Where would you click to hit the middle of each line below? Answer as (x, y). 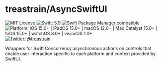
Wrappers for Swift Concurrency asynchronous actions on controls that (78, 48)
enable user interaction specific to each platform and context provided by (80, 54)
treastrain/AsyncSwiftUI (56, 9)
